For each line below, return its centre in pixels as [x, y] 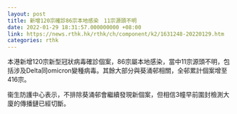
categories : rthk [33, 41]
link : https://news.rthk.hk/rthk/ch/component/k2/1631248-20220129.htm [116, 34]
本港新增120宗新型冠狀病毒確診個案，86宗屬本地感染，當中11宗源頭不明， [116, 62]
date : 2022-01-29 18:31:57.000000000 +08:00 [74, 27]
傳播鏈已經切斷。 [44, 103]
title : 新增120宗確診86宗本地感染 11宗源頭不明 [72, 21]
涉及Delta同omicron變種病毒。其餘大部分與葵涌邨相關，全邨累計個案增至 [120, 71]
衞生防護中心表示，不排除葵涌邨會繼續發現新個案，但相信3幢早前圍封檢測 [115, 95]
